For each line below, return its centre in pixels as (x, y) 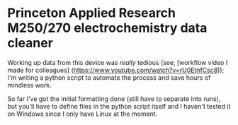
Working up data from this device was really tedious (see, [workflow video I (118, 62)
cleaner (30, 43)
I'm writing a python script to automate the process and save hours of (109, 77)
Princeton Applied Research (91, 13)
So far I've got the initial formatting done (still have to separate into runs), (114, 99)
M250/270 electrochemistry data (107, 28)
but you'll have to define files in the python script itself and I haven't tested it (119, 106)
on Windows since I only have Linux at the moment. (83, 114)
